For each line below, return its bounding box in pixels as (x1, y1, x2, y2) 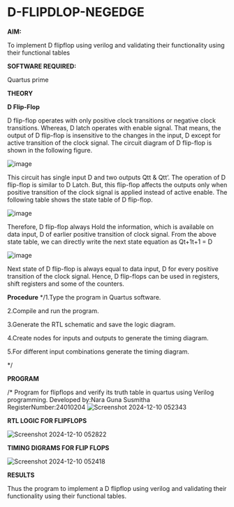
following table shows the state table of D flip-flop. (7, 195, 153, 204)
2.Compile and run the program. (7, 306, 99, 315)
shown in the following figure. (7, 146, 93, 154)
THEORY (7, 89, 34, 97)
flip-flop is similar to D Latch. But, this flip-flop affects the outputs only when (7, 180, 228, 189)
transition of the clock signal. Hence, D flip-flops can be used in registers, (7, 272, 220, 280)
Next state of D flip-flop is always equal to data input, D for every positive (7, 264, 219, 273)
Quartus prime (7, 75, 49, 84)
